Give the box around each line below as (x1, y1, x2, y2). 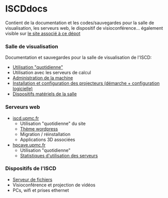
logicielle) (12, 86, 33, 92)
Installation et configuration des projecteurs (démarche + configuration (12, 80, 160, 86)
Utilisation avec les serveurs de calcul (12, 70, 92, 76)
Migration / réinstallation (20, 131, 70, 137)
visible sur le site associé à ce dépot (5, 30, 80, 36)
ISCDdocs (5, 3, 48, 15)
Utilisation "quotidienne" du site (20, 120, 86, 126)
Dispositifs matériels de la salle (12, 91, 77, 97)
